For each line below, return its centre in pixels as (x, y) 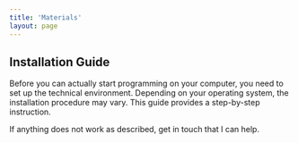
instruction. (30, 112)
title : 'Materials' (46, 17)
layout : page (34, 26)
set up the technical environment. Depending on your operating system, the (149, 93)
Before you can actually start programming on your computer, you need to (147, 84)
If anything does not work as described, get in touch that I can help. (135, 130)
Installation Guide (60, 62)
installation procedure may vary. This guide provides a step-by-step (135, 103)
